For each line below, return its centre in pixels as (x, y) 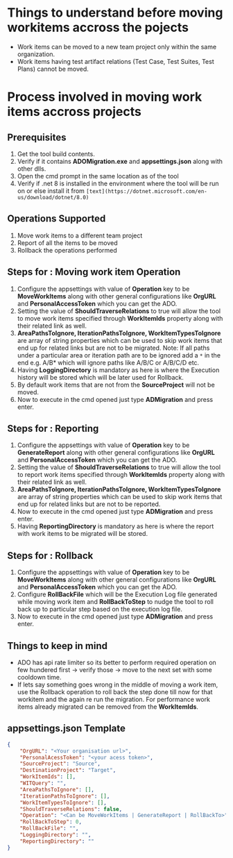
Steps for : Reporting (53, 428)
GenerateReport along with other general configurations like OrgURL (116, 453)
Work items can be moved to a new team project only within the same (117, 47)
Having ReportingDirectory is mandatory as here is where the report (115, 526)
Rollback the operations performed (67, 250)
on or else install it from (51, 191)
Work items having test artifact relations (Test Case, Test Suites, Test (115, 61)
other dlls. (32, 169)
